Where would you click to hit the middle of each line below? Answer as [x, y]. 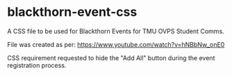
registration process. [37, 65]
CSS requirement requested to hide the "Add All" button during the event [111, 58]
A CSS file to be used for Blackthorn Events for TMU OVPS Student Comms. [116, 31]
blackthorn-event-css [72, 12]
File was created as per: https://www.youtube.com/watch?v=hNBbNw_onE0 [116, 44]
